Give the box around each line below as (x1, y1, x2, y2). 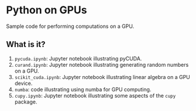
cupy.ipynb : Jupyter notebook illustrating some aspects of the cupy (14, 92, 176, 99)
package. (14, 98, 37, 105)
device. (14, 80, 33, 87)
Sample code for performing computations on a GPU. (6, 23, 135, 30)
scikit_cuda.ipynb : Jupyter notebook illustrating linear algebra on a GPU (14, 73, 190, 80)
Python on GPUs (6, 3, 88, 17)
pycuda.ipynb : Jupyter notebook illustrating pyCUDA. (14, 55, 142, 62)
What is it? (6, 40, 46, 49)
